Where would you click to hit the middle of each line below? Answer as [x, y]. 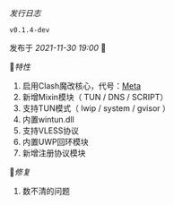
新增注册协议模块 [54, 153]
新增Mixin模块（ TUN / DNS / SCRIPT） [95, 97]
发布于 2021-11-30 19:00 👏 [58, 48]
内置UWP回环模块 [55, 142]
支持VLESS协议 [50, 131]
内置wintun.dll [48, 120]
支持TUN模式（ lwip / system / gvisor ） [96, 108]
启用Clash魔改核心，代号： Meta [82, 86]
